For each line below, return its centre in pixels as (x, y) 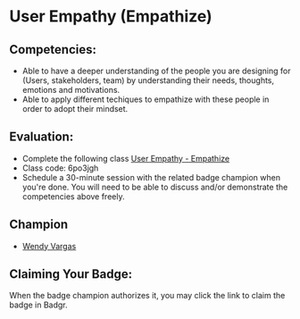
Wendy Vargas (49, 246)
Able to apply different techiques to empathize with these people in (146, 99)
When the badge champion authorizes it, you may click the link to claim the (147, 296)
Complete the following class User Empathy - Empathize (126, 158)
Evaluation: (42, 137)
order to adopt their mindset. (75, 109)
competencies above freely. (73, 196)
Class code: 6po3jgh (60, 168)
